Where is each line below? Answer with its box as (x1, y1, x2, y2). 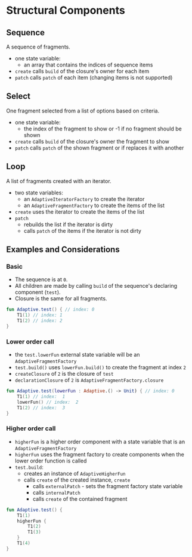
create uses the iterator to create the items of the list (14, 208, 145, 215)
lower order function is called (14, 457, 87, 464)
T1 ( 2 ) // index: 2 (17, 318, 63, 324)
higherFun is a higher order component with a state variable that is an (14, 438, 185, 445)
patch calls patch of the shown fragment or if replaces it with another (14, 144, 184, 151)
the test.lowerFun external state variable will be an (14, 351, 140, 358)
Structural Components (6, 4, 125, 17)
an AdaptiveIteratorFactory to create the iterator (23, 195, 145, 202)
